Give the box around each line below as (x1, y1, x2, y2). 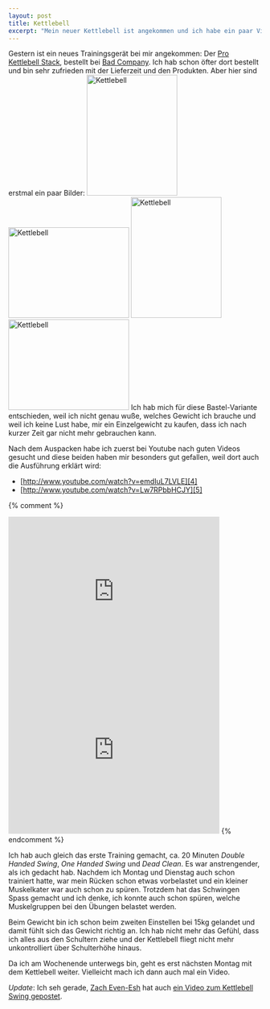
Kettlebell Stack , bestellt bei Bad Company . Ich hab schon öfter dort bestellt (8, 57, 259, 67)
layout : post (8, 11, 52, 20)
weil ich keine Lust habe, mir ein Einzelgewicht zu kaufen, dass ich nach (8, 420, 247, 429)
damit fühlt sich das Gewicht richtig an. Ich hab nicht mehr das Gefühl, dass (8, 926, 260, 936)
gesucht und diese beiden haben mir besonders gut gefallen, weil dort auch (8, 453, 260, 462)
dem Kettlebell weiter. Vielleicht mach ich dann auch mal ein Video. (8, 967, 231, 977)
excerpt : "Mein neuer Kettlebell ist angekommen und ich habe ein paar (8, 27, 253, 35)
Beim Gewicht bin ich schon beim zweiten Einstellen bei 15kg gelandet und (8, 917, 256, 927)
